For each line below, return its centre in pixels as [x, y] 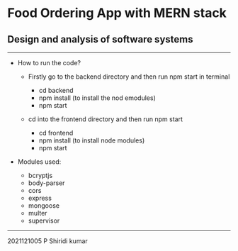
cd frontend [56, 133]
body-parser [46, 183]
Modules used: [39, 162]
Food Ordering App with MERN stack [117, 13]
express [40, 198]
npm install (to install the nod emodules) [97, 98]
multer [38, 213]
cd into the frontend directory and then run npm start [105, 119]
